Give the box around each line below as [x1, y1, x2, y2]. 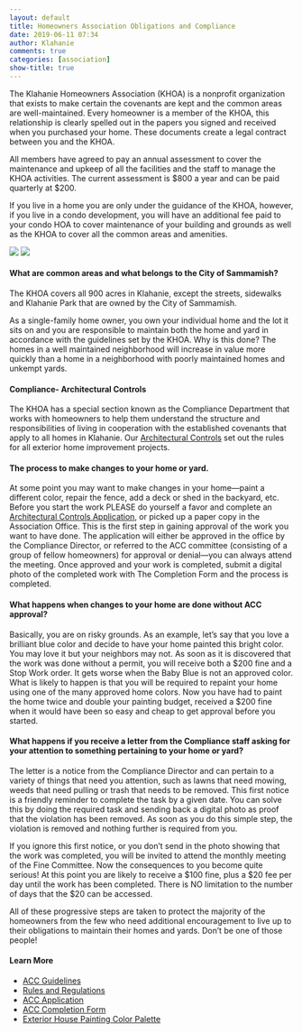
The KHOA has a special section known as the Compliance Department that [9, 403, 290, 415]
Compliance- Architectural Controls [9, 383, 147, 394]
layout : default [9, 13, 70, 23]
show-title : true [9, 64, 75, 73]
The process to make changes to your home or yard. [9, 462, 209, 474]
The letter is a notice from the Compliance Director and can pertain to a [9, 765, 275, 776]
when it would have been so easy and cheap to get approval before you [9, 706, 276, 716]
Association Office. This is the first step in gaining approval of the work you [9, 521, 289, 532]
